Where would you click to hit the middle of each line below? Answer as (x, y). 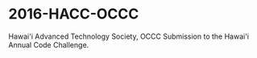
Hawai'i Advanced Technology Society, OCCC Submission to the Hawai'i (129, 36)
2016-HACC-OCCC (74, 14)
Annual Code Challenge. (49, 44)
